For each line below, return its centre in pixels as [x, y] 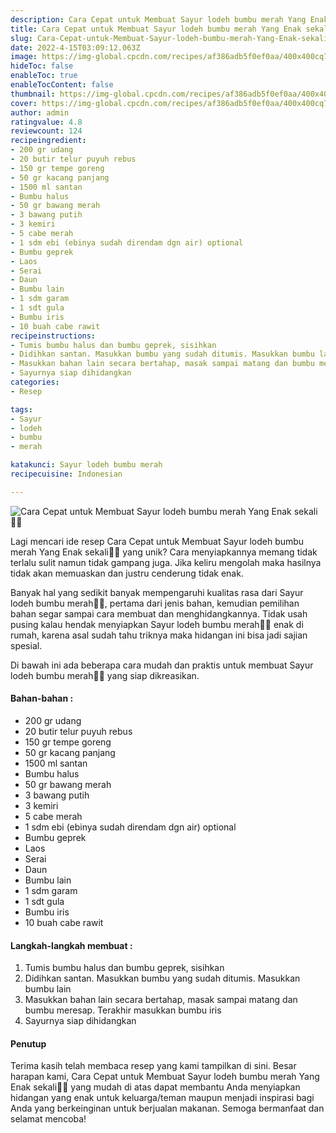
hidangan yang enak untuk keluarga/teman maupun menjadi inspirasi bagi [162, 1098]
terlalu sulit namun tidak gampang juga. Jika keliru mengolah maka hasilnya [166, 562]
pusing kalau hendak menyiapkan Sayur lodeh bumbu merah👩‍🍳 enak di [157, 624]
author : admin [40, 112]
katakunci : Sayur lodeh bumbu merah [86, 465]
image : [24, 57]
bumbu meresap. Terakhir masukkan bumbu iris [123, 1010]
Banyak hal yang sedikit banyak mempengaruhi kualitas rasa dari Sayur [157, 592]
